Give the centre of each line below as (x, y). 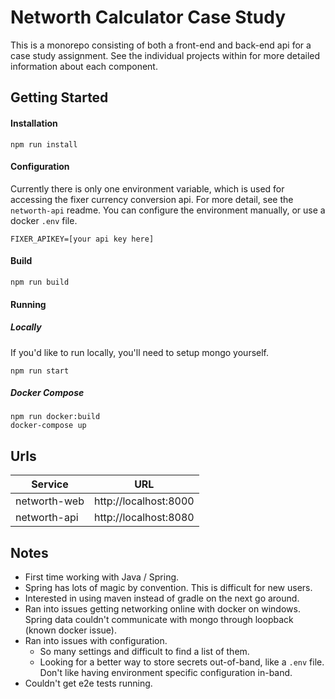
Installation (34, 123)
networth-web (50, 501)
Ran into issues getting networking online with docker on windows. (162, 609)
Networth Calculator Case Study (148, 17)
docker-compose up (48, 426)
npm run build (40, 282)
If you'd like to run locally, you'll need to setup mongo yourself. (140, 352)
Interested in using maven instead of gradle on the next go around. (162, 598)
